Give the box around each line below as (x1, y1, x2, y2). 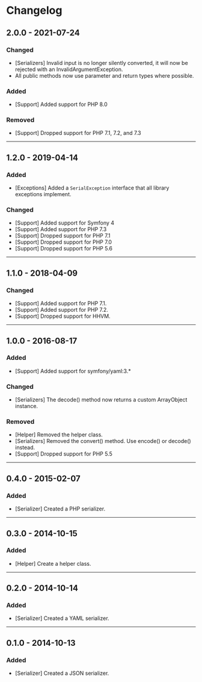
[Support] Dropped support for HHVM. (14, 312, 111, 320)
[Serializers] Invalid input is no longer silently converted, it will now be (14, 59, 188, 66)
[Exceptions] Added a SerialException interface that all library (14, 184, 170, 191)
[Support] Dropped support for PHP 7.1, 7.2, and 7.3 (14, 129, 141, 137)
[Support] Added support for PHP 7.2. (14, 306, 108, 314)
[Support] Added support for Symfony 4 (14, 219, 115, 226)
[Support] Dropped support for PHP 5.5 (14, 450, 113, 457)
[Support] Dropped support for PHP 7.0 (14, 238, 112, 246)
